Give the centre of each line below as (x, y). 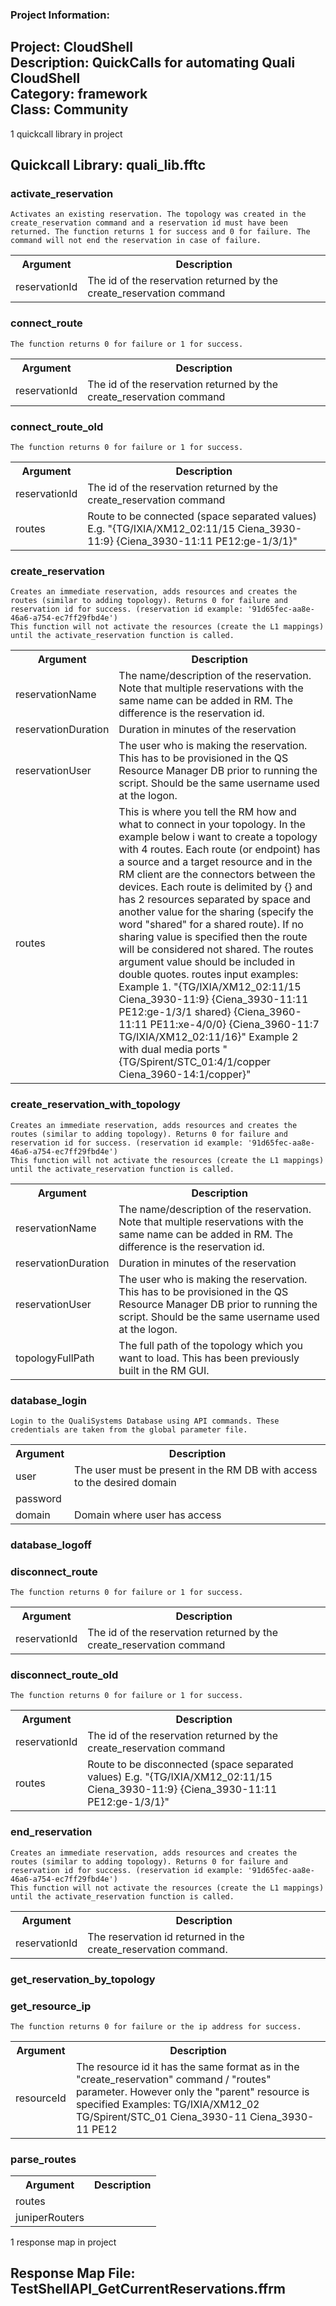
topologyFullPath (55, 1358)
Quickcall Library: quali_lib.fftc (108, 165)
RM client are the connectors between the (217, 875)
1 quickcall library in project (66, 134)
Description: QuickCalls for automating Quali (153, 63)
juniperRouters (50, 2218)
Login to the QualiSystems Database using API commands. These (145, 1421)
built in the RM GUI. (164, 1370)
